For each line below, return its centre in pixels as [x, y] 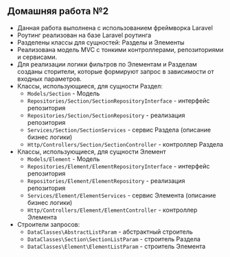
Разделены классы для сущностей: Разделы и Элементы [101, 42]
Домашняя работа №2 [58, 11]
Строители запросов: [48, 224]
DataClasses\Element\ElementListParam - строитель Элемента [116, 246]
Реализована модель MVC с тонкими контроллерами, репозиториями [120, 49]
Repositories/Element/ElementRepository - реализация [106, 180]
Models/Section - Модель [64, 93]
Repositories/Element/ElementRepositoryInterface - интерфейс [118, 166]
